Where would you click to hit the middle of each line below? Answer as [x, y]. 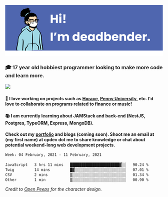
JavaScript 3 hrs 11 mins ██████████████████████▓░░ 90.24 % [77, 165]
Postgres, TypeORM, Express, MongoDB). [49, 123]
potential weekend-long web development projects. [60, 145]
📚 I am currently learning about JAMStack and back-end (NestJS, [75, 116]
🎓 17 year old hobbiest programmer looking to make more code [84, 68]
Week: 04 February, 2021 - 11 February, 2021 [53, 155]
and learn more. [25, 76]
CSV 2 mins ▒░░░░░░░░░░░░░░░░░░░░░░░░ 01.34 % [77, 175]
